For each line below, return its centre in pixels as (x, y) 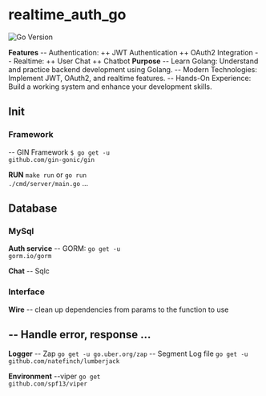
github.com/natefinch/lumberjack (64, 362)
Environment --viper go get (54, 376)
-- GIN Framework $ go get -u (59, 152)
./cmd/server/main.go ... (48, 183)
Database (33, 209)
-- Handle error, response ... (80, 335)
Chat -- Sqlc (29, 271)
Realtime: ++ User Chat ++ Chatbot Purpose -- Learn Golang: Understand (136, 61)
